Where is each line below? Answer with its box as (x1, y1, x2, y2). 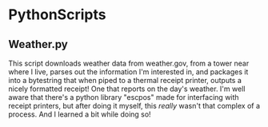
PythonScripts (8, 6, 106, 24)
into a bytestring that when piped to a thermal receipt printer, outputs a (8, 76, 242, 85)
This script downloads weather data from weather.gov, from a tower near (8, 58, 250, 68)
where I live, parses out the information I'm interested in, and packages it (8, 67, 249, 77)
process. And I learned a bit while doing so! (8, 109, 151, 119)
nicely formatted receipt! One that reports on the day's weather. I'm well (8, 84, 246, 93)
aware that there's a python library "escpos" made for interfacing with (8, 93, 239, 101)
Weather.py (8, 38, 68, 51)
